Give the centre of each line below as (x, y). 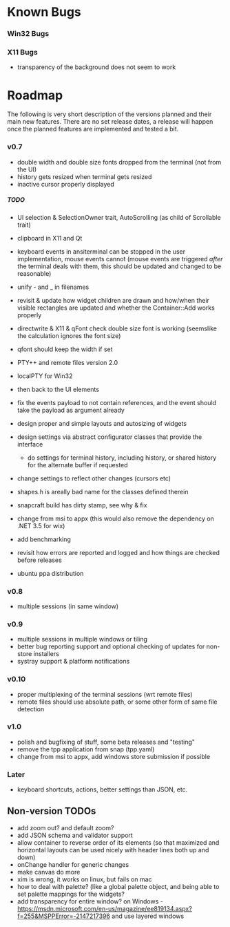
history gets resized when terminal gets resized (84, 176)
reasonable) (34, 273)
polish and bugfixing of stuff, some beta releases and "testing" (106, 742)
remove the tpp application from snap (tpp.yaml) (86, 749)
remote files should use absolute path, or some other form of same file (117, 702)
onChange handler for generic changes (73, 864)
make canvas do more (49, 872)
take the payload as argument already (71, 410)
